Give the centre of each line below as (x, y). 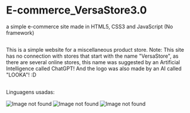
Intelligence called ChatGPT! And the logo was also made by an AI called (94, 69)
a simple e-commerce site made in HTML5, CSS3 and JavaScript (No (89, 26)
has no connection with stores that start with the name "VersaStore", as (92, 56)
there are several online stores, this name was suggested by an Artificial (93, 62)
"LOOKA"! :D (21, 75)
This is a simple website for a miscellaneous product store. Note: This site (95, 50)
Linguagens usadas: (30, 92)
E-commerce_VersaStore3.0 (77, 10)
